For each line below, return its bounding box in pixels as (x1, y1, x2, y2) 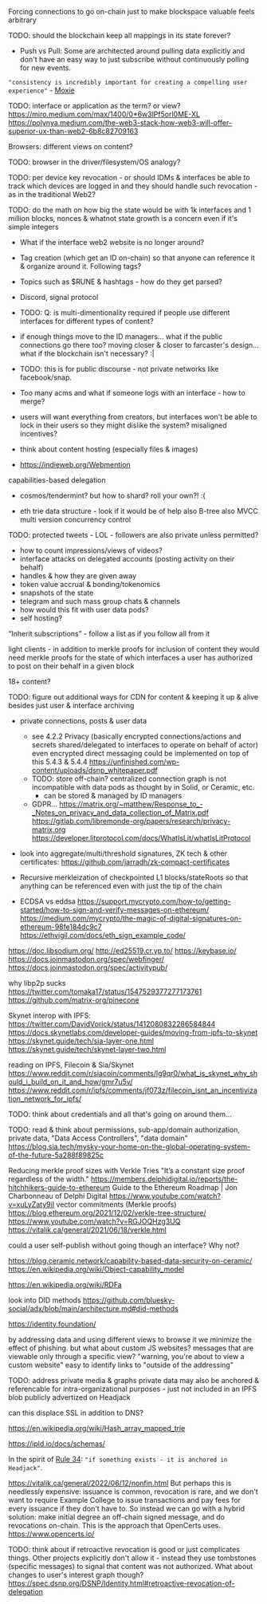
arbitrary (8, 15, 37, 25)
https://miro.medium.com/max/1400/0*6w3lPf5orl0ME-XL (8, 109, 201, 119)
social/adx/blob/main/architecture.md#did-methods (8, 1304, 179, 1313)
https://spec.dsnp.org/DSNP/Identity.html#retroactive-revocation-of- (8, 1578, 235, 1588)
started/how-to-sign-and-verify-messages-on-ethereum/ (19, 905, 210, 914)
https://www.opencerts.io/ (8, 1529, 95, 1539)
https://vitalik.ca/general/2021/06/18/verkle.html (8, 1225, 167, 1235)
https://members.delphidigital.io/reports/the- (90, 1174, 238, 1184)
